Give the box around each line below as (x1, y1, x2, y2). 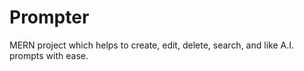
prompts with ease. (9, 49, 89, 61)
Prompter (9, 6, 90, 29)
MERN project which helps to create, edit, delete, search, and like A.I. (9, 39, 294, 51)
